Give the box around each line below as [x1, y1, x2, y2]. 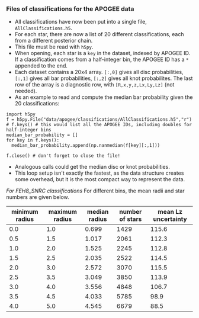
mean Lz [158, 208, 182, 216]
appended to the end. [14, 62, 68, 69]
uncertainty [153, 215, 188, 223]
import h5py [6, 111, 36, 117]
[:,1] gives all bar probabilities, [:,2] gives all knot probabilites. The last [14, 75, 193, 82]
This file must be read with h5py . [14, 43, 94, 50]
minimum [11, 208, 38, 216]
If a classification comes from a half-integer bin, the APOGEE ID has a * [14, 56, 189, 63]
